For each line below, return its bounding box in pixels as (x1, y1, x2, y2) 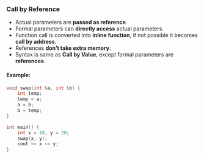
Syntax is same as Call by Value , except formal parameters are (15, 51, 174, 58)
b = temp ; (17, 108, 43, 114)
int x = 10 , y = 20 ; (17, 129, 70, 136)
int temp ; (17, 91, 43, 97)
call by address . (15, 38, 57, 46)
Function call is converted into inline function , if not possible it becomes (15, 32, 199, 39)
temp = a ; (17, 96, 43, 102)
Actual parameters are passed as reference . (15, 19, 128, 26)
